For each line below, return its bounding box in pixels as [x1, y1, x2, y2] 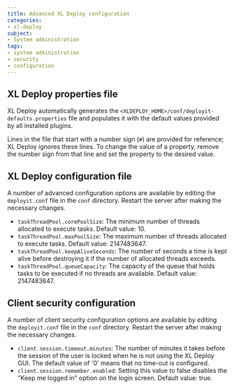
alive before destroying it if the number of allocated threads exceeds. [17, 255, 217, 263]
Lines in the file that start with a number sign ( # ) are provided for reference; [7, 135, 224, 143]
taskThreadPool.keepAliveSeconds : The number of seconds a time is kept [17, 247, 228, 255]
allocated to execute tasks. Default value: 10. [17, 225, 146, 233]
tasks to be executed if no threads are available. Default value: [17, 269, 198, 278]
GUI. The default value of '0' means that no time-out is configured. [17, 359, 210, 367]
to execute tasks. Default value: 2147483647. [17, 239, 147, 248]
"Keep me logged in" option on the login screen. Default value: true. [17, 374, 213, 382]
